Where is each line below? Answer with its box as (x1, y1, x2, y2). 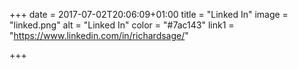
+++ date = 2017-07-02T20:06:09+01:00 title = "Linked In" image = (9, 9, 289, 20)
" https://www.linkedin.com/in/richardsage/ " (9, 30, 189, 41)
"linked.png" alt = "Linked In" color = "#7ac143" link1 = (9, 19, 235, 31)
